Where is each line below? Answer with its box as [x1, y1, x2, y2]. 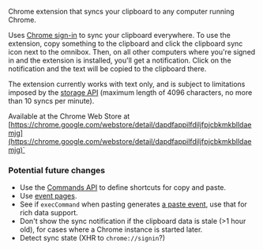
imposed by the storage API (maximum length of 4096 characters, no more [8, 88, 253, 97]
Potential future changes [8, 165, 105, 176]
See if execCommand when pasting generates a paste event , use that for [19, 199, 247, 209]
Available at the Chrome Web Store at [8, 112, 130, 121]
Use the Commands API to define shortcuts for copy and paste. [19, 183, 227, 192]
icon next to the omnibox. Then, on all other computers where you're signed [8, 47, 256, 56]
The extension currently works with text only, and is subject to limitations [8, 79, 246, 89]
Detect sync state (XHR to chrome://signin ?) [19, 233, 166, 243]
